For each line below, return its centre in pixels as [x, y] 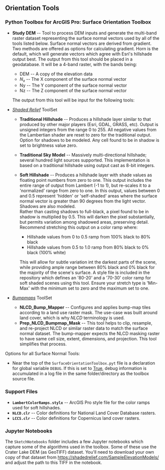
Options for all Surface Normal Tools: [42, 354]
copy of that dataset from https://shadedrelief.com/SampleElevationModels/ [82, 457]
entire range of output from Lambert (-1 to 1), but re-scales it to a [85, 185]
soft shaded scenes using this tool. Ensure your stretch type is [82, 283]
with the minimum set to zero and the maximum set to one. [90, 288]
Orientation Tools [32, 8]
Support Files [21, 392]
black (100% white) [46, 253]
